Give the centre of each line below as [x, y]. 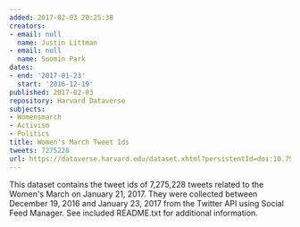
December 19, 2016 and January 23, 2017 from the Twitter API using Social [146, 203]
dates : [21, 68]
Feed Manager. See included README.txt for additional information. [134, 213]
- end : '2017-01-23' [48, 76]
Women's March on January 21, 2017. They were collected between [133, 194]
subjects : [28, 109]
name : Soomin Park [52, 59]
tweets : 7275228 [39, 150]
